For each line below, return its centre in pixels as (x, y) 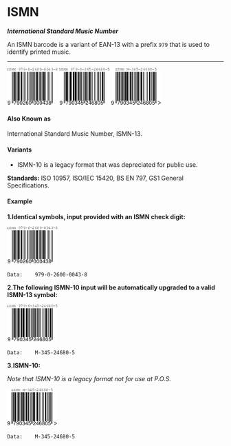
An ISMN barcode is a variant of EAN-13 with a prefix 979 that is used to (108, 44)
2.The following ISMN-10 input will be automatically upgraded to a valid (111, 287)
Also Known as (29, 119)
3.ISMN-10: (24, 365)
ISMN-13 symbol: (32, 294)
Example (20, 201)
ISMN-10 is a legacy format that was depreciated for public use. (107, 165)
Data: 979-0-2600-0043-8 (47, 274)
